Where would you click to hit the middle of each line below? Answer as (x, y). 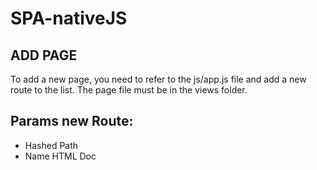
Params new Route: (72, 121)
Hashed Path (51, 145)
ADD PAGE (44, 55)
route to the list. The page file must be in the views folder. (129, 90)
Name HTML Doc (60, 156)
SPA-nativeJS (69, 18)
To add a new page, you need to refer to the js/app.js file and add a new (158, 79)
